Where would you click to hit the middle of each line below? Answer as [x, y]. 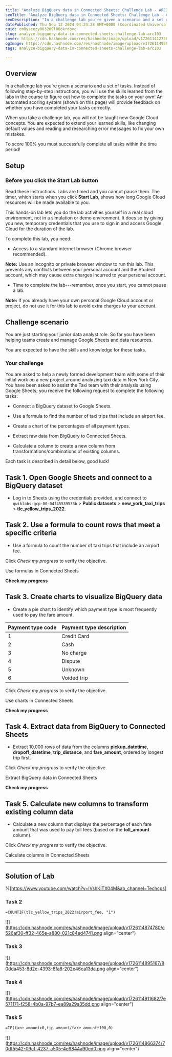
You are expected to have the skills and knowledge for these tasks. [76, 349]
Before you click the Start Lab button [52, 180]
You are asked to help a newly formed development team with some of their [85, 374]
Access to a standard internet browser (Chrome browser [72, 249]
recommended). [30, 254]
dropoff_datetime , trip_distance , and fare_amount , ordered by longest [88, 752]
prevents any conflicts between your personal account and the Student [80, 270]
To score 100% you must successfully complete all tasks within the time [81, 144]
